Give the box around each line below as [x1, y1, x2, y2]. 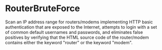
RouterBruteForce [5, 3, 80, 14]
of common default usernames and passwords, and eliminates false [5, 29, 143, 35]
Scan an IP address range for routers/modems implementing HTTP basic [5, 19, 153, 25]
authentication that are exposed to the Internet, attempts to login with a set [5, 24, 157, 30]
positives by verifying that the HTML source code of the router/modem [5, 34, 149, 40]
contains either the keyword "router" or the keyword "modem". [5, 39, 133, 45]
